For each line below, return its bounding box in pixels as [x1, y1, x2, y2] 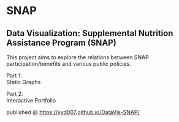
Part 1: [6, 72, 23, 79]
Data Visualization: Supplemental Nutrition [6, 28, 173, 38]
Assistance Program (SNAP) [6, 37, 116, 48]
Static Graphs [6, 79, 41, 85]
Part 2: [6, 90, 23, 98]
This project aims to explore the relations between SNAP [6, 54, 149, 61]
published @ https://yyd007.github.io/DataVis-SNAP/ [6, 109, 140, 116]
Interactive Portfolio [6, 97, 56, 104]
